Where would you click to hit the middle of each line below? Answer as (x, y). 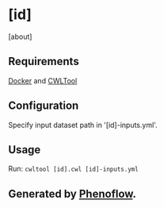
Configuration (44, 106)
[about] (20, 37)
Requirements (44, 62)
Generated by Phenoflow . (72, 193)
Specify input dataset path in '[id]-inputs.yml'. (83, 125)
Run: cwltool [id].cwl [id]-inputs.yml (73, 169)
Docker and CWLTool (43, 80)
